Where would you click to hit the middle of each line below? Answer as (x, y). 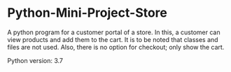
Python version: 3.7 (35, 60)
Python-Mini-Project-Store (87, 13)
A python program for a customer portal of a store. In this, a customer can (114, 32)
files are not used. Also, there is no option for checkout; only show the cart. (116, 47)
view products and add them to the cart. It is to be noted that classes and (113, 39)
